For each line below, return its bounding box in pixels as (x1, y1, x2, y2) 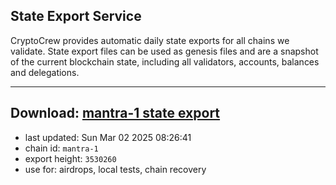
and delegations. (10, 66, 80, 78)
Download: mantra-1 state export (10, 105, 221, 122)
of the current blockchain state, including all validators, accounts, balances (10, 55, 320, 68)
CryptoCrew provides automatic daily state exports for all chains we (10, 34, 290, 46)
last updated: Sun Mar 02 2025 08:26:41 (24, 131, 192, 143)
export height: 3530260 (24, 152, 117, 164)
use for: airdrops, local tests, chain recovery (24, 163, 207, 175)
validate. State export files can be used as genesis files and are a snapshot (10, 45, 319, 57)
